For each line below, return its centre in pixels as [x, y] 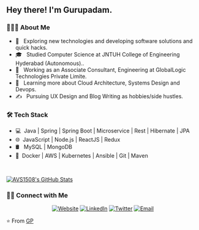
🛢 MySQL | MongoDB [43, 147]
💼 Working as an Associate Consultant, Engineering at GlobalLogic [100, 69]
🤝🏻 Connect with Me [37, 195]
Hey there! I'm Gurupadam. [59, 10]
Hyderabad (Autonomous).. [50, 63]
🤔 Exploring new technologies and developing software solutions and [104, 41]
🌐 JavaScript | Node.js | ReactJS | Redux [68, 139]
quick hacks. [31, 47]
